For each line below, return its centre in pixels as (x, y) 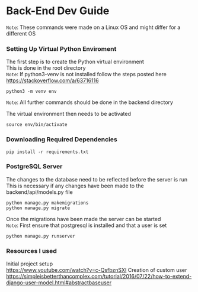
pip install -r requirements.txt (47, 152)
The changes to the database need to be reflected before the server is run (97, 179)
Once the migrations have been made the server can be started (84, 219)
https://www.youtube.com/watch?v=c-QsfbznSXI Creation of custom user (97, 270)
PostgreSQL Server (34, 167)
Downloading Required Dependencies (62, 139)
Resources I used (32, 251)
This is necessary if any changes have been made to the (75, 186)
